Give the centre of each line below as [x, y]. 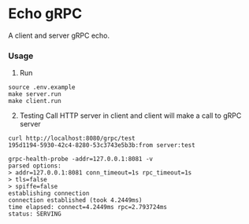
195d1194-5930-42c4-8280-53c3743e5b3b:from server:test [102, 145]
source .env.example [42, 87]
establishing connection [49, 193]
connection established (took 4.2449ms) [76, 200]
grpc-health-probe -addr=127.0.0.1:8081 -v [81, 159]
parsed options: [35, 166]
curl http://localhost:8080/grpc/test [72, 138]
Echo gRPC [45, 14]
